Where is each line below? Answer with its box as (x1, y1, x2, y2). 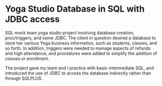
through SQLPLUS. (5, 75, 43, 81)
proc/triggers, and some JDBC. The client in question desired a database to (5, 35, 156, 41)
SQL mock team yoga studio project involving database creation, (5, 30, 134, 35)
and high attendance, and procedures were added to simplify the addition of (5, 50, 158, 56)
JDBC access (5, 14, 60, 25)
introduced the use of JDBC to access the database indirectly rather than (5, 70, 151, 76)
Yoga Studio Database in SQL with (5, 3, 145, 15)
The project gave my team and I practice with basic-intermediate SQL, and (5, 65, 154, 71)
